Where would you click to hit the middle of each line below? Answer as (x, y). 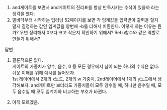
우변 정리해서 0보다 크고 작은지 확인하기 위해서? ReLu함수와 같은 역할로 (90, 32)
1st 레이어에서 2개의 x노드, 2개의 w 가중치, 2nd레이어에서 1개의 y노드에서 (84, 79)
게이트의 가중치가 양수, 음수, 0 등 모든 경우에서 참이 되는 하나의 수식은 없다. (86, 66)
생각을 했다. (24, 14)
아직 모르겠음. (26, 102)
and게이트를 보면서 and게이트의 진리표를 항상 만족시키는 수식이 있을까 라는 (86, 7)
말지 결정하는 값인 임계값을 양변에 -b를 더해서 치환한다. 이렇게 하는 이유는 (84, 26)
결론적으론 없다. (27, 60)
